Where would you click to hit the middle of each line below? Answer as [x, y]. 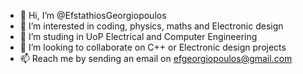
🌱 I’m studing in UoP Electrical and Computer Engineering [138, 36]
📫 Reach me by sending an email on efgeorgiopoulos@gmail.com [156, 58]
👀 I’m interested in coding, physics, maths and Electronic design [151, 26]
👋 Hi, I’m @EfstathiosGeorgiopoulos [93, 15]
